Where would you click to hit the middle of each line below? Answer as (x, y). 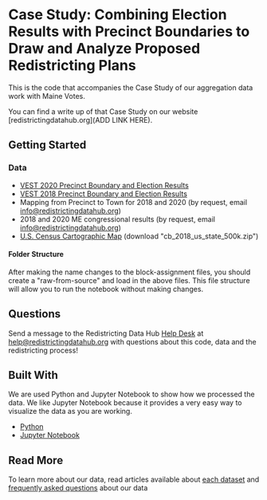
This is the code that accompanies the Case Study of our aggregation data (131, 87)
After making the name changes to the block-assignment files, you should (130, 272)
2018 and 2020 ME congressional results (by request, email (117, 219)
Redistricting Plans (73, 66)
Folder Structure (36, 254)
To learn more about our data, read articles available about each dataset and (134, 479)
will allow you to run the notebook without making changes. (106, 289)
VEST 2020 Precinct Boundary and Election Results (104, 185)
